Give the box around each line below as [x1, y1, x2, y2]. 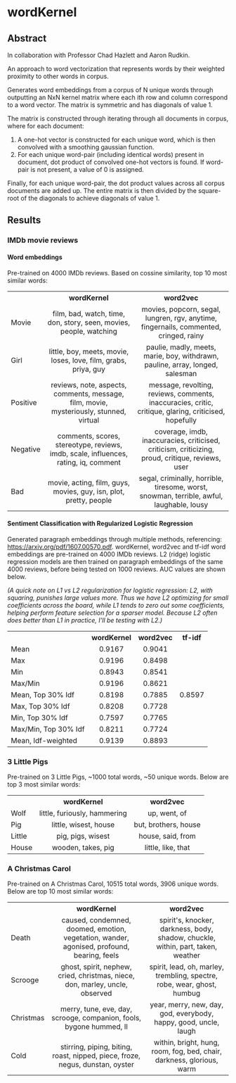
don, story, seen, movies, [47, 318, 131, 327]
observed [80, 989, 112, 999]
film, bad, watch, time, [52, 308, 125, 318]
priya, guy [72, 364, 105, 374]
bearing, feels [73, 951, 119, 960]
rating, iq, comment [56, 457, 121, 467]
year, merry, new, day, [150, 1000, 223, 1010]
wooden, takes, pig [51, 843, 114, 853]
